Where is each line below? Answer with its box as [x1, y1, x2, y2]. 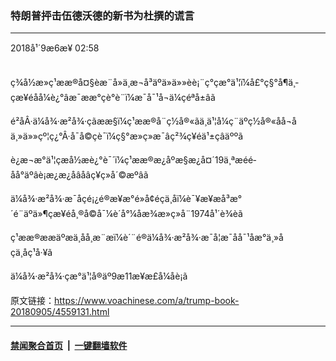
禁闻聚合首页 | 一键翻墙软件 [10, 339, 128, 351]
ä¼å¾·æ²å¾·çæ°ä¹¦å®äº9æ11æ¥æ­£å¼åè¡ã [10, 270, 188, 282]
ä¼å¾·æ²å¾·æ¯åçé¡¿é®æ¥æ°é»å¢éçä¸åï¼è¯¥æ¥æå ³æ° [10, 193, 243, 205]
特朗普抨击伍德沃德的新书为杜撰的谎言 [10, 8, 195, 22]
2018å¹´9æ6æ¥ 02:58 [10, 42, 100, 54]
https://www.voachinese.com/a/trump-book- [54, 295, 240, 307]
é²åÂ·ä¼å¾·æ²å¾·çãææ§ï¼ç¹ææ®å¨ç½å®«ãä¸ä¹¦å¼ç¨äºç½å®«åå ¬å [10, 115, 297, 127]
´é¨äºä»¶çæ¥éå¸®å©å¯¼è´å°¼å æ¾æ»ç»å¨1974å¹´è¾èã [10, 208, 243, 220]
